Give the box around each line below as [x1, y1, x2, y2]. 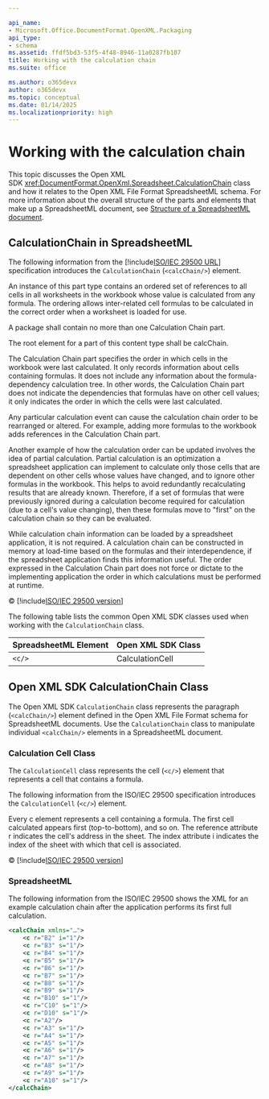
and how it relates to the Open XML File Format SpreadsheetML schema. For [8, 187, 262, 197]
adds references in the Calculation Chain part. [8, 429, 161, 439]
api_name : [8, 19, 42, 27]
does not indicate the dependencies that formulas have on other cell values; [8, 388, 260, 397]
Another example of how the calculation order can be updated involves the [8, 445, 255, 454]
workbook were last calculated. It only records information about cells [8, 363, 239, 371]
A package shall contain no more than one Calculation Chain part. [8, 323, 226, 332]
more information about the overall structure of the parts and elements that [8, 195, 257, 205]
